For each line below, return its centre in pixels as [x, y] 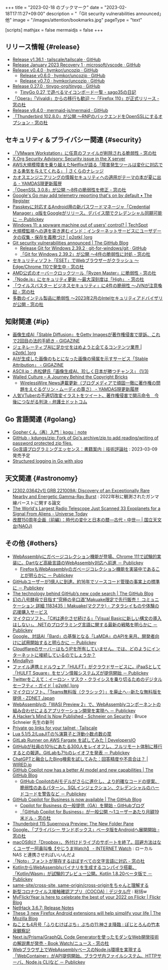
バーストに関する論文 [39, 503]
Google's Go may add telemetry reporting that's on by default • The [82, 195]
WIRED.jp [22, 765]
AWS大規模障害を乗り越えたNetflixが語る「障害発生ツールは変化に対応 [85, 164]
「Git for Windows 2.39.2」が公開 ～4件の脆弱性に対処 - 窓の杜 [85, 254]
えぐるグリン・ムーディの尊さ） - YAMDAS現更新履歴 [84, 389]
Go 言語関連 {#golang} [41, 419]
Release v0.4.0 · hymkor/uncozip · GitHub [55, 70]
